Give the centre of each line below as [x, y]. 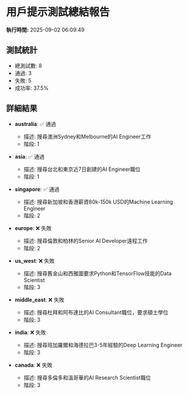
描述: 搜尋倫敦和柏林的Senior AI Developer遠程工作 [85, 240]
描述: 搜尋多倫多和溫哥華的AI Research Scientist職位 [87, 377]
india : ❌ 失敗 [30, 332]
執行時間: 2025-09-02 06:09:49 [45, 30]
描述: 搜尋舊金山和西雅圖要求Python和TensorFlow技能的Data [98, 273]
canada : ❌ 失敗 [33, 365]
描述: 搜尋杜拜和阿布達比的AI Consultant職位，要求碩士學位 [96, 312]
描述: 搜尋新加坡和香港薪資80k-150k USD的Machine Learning [98, 202]
